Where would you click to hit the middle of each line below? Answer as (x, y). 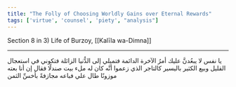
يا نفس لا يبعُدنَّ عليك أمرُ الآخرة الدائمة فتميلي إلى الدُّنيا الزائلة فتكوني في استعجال (115, 60)
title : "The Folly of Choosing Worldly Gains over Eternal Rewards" (110, 14)
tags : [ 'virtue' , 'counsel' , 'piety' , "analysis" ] (83, 20)
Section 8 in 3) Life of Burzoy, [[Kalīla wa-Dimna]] (79, 40)
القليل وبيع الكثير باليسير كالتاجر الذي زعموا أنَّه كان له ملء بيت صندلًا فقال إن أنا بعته (117, 68)
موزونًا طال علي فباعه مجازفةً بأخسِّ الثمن (62, 75)
